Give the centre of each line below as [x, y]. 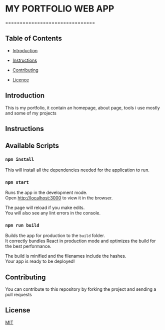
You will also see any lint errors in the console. [53, 213]
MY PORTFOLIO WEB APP [60, 9]
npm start [17, 182]
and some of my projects [31, 113]
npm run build [22, 225]
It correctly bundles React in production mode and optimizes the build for [80, 241]
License [18, 310]
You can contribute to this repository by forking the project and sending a [81, 289]
